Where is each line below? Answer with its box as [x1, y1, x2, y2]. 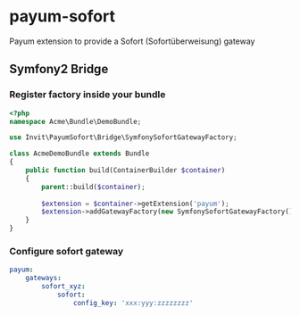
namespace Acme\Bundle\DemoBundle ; [9, 117, 142, 126]
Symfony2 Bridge [9, 62, 109, 77]
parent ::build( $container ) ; [41, 182, 146, 191]
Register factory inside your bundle [9, 88, 166, 101]
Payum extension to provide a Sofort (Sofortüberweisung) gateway [9, 36, 255, 46]
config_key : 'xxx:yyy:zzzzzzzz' [72, 298, 194, 307]
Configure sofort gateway [9, 245, 124, 257]
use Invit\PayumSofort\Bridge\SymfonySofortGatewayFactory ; [9, 133, 238, 142]
